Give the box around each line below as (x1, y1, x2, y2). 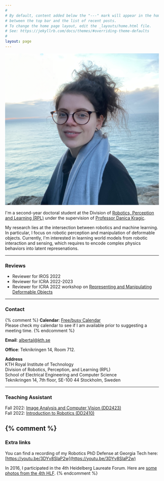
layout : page (5, 39, 32, 44)
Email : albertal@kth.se (5, 337, 51, 343)
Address (5, 356, 23, 362)
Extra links (5, 439, 31, 446)
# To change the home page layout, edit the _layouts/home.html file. (5, 24, 152, 28)
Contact (5, 306, 25, 313)
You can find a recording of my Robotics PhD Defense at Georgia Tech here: (5, 450, 159, 456)
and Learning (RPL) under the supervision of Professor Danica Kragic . (5, 215, 145, 221)
